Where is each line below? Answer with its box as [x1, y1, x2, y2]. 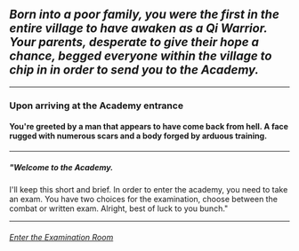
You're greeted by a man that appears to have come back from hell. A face [9, 122, 289, 132]
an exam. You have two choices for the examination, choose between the [9, 193, 279, 204]
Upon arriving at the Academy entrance [9, 99, 184, 112]
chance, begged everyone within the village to [9, 49, 272, 64]
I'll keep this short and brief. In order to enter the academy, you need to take [9, 184, 288, 194]
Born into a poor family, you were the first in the [9, 7, 280, 22]
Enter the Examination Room [9, 231, 114, 242]
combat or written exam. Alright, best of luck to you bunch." [9, 203, 229, 214]
